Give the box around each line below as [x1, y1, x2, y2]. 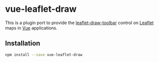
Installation [5, 39, 40, 48]
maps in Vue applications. [5, 25, 58, 31]
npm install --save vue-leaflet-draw [5, 52, 83, 57]
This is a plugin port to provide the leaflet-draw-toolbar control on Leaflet [5, 20, 154, 26]
